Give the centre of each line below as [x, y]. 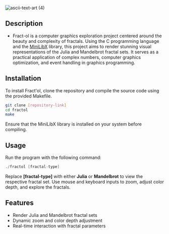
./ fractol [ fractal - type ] [32, 167]
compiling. [16, 130]
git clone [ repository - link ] [36, 105]
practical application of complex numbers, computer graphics [77, 57]
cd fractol [17, 110]
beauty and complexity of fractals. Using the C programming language [86, 41]
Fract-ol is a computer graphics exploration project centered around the [87, 36]
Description [24, 23]
